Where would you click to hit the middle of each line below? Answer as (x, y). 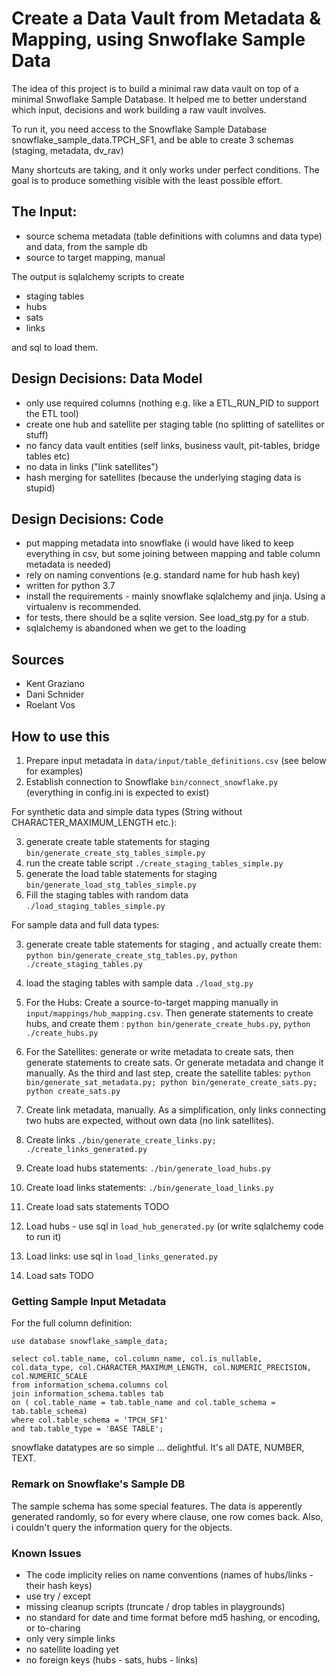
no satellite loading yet (72, 1649)
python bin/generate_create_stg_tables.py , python (131, 955)
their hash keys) (59, 1585)
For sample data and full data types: (85, 925)
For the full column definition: (72, 1323)
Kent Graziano (55, 684)
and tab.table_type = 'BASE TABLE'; (87, 1429)
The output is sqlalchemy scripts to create (98, 276)
